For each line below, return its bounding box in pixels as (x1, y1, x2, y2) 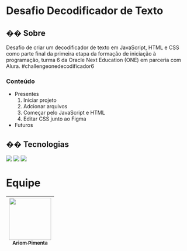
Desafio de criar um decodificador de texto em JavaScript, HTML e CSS (6, 44, 179, 51)
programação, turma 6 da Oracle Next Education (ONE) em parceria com (6, 57, 181, 63)
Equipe (6, 177, 41, 190)
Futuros (14, 122, 33, 129)
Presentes (14, 91, 39, 98)
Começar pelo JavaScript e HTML (23, 109, 105, 116)
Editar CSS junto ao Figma (23, 115, 86, 122)
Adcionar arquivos (23, 103, 68, 110)
